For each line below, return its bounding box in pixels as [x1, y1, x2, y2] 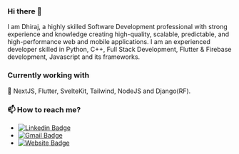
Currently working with [7, 70, 90, 80]
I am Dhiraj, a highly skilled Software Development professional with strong [7, 23, 228, 31]
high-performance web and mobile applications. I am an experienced [7, 38, 210, 46]
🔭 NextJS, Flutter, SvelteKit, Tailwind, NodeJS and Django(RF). [7, 87, 191, 95]
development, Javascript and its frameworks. [7, 53, 141, 61]
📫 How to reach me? [7, 104, 81, 114]
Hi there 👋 [7, 6, 43, 16]
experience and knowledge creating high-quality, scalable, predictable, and [7, 30, 230, 38]
